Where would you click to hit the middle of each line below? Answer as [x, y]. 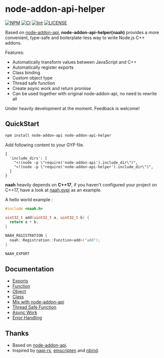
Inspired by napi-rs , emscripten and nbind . [56, 351]
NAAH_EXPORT [17, 254]
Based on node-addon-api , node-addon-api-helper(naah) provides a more [82, 32]
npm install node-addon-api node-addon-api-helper [58, 135]
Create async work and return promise [52, 88]
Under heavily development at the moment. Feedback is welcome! [72, 108]
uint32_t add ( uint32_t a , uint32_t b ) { [47, 218]
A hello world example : [29, 199]
